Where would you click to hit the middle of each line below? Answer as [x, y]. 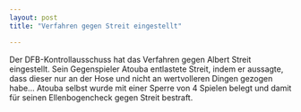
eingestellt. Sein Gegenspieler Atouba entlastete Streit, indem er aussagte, [146, 69]
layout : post [34, 17]
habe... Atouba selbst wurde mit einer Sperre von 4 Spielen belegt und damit [150, 88]
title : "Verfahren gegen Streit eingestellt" [95, 26]
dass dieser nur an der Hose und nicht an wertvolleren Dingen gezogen [141, 78]
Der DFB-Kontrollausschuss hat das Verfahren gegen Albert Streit [130, 59]
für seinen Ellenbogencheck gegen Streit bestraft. [101, 97]
